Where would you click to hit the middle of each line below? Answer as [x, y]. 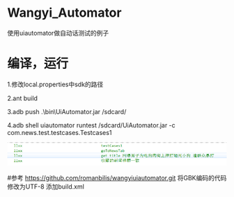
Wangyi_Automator [64, 13]
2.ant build [23, 98]
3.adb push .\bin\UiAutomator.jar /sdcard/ [67, 111]
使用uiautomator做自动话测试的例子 [58, 33]
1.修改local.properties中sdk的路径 [55, 84]
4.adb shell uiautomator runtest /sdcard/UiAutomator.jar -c [91, 125]
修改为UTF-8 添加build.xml [46, 187]
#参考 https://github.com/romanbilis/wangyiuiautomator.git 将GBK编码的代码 [117, 178]
